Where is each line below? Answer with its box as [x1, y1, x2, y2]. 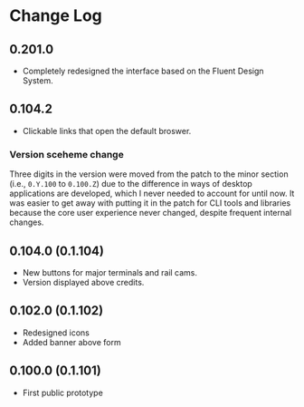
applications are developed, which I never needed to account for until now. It [9, 188, 295, 199]
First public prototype [22, 387, 104, 398]
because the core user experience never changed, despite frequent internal [9, 208, 292, 218]
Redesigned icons [22, 327, 90, 338]
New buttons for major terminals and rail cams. [22, 266, 197, 277]
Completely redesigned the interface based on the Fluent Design [22, 65, 264, 76]
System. [22, 75, 53, 86]
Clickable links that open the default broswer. [22, 125, 192, 136]
